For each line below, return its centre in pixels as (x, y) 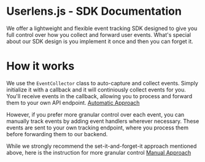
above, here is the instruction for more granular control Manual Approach (99, 152)
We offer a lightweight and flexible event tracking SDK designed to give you (102, 28)
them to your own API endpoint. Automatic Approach (73, 102)
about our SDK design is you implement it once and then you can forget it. (100, 41)
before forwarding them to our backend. (57, 134)
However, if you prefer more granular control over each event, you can (95, 114)
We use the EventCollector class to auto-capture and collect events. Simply (102, 83)
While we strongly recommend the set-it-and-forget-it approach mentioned (102, 146)
